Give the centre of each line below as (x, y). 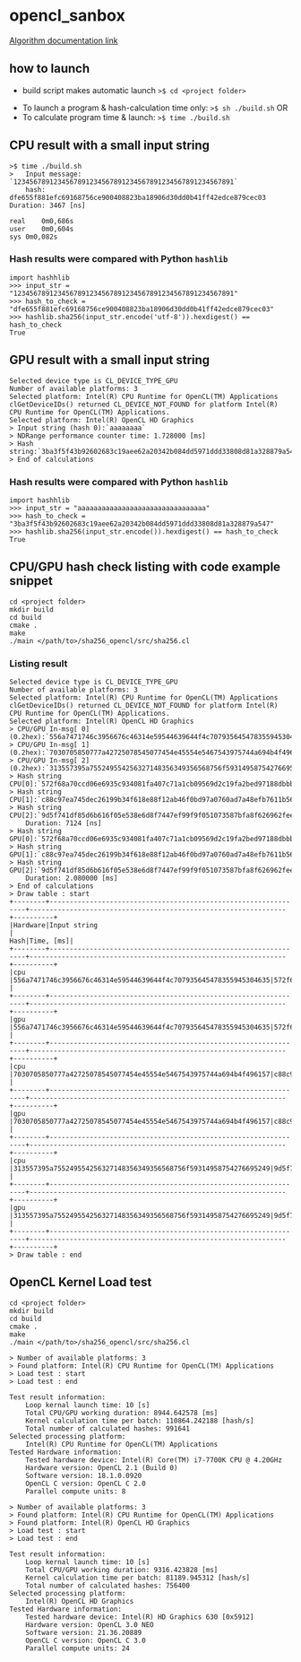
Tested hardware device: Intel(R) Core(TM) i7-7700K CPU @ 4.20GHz (154, 1460)
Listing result (39, 663)
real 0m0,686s (42, 221)
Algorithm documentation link (64, 40)
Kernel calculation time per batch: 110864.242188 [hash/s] (140, 1421)
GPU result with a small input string (110, 360)
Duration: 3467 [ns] (48, 205)
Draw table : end (50, 1255)
